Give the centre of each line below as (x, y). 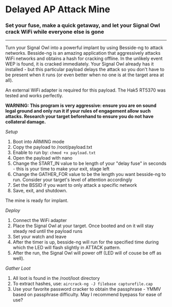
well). (18, 258)
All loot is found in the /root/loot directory (56, 278)
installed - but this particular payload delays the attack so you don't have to (85, 70)
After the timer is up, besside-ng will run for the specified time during (86, 242)
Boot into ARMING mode (39, 142)
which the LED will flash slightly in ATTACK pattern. (67, 248)
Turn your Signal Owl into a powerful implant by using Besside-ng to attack (84, 48)
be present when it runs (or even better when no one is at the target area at (85, 75)
